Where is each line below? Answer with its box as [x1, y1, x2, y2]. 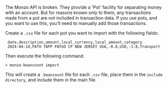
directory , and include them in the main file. [5, 77, 97, 82]
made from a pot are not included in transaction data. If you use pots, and [5, 15, 157, 21]
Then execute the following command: [5, 53, 85, 59]
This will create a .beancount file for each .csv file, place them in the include [5, 71, 163, 77]
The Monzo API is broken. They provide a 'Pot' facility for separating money [5, 5, 162, 10]
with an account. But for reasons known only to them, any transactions [5, 10, 151, 16]
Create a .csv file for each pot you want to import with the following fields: [5, 30, 159, 36]
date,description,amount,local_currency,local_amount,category [7, 40, 142, 45]
